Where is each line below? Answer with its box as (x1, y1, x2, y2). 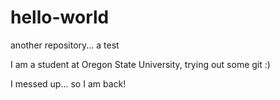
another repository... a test (10, 39, 120, 51)
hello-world (10, 6, 110, 29)
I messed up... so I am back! (10, 77, 127, 90)
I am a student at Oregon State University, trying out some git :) (10, 58, 271, 70)
